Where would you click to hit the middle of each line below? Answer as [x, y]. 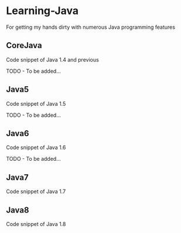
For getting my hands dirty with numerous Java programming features [91, 27]
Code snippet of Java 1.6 [36, 147]
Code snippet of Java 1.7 [36, 191]
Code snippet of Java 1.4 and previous [53, 59]
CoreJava [24, 45]
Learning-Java [42, 11]
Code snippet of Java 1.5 [36, 103]
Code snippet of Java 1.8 [36, 224]
